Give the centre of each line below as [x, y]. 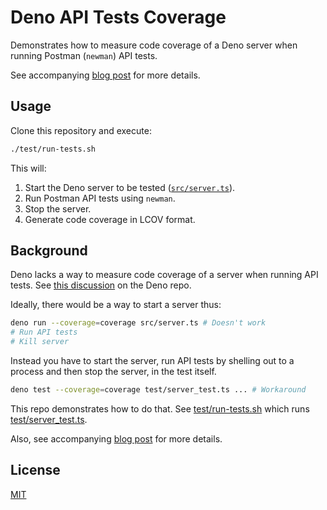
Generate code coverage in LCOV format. [110, 219]
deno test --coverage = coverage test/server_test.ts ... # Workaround [158, 390]
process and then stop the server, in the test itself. [113, 372]
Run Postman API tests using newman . [100, 198]
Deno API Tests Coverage [118, 17]
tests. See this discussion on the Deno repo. [101, 285]
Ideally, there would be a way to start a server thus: [116, 305]
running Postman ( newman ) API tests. [84, 55]
